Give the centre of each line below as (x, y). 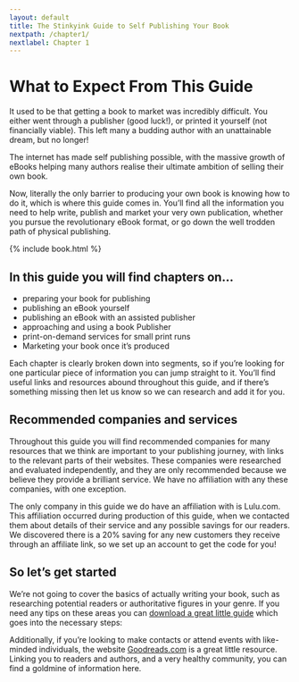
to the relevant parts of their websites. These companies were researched (145, 460)
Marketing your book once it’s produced (96, 346)
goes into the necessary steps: (66, 622)
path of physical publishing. (60, 232)
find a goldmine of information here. (75, 668)
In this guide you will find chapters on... (121, 277)
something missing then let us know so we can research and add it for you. (147, 392)
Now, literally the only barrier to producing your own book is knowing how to (149, 194)
